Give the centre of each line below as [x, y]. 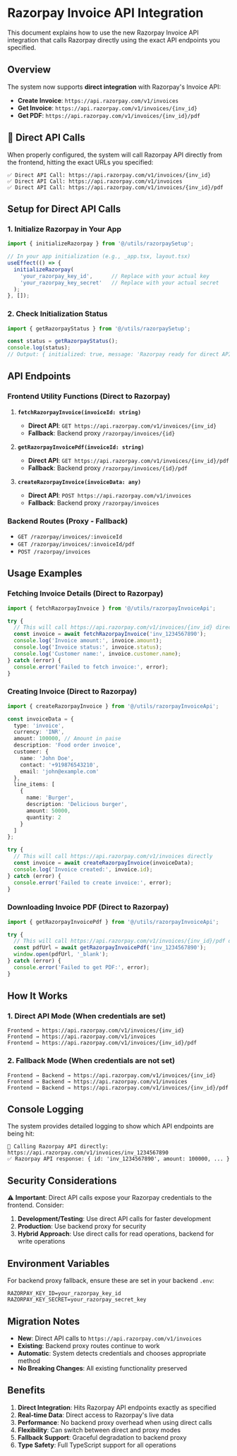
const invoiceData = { [41, 719]
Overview [29, 70]
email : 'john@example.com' [60, 771]
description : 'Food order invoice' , [67, 745]
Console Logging [45, 1109]
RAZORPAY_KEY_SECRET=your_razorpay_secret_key [77, 1300]
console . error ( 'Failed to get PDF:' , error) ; [82, 967]
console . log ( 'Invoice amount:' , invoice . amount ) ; [88, 641]
